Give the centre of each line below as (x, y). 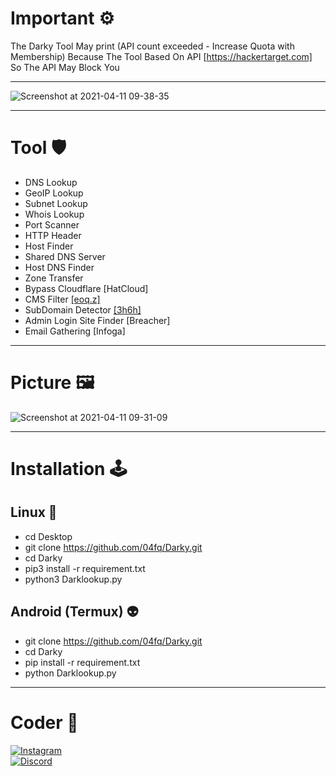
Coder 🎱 (44, 722)
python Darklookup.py (70, 673)
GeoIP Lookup (54, 193)
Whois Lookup (54, 214)
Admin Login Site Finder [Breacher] (97, 320)
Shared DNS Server (65, 256)
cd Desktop (48, 536)
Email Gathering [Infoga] (75, 331)
